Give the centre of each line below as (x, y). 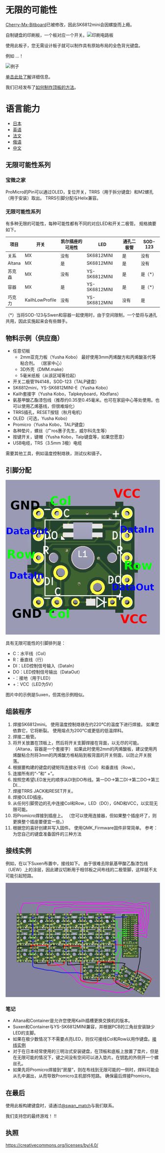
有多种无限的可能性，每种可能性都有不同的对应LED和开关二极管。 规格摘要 (81, 223)
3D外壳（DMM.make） (43, 369)
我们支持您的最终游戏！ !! (31, 1116)
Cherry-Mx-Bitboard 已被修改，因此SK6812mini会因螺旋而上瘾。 (70, 25)
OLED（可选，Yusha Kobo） (41, 418)
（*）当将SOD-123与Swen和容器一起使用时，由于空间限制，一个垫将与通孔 (81, 315)
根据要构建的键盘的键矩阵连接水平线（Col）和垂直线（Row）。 (75, 767)
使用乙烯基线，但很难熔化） (49, 406)
